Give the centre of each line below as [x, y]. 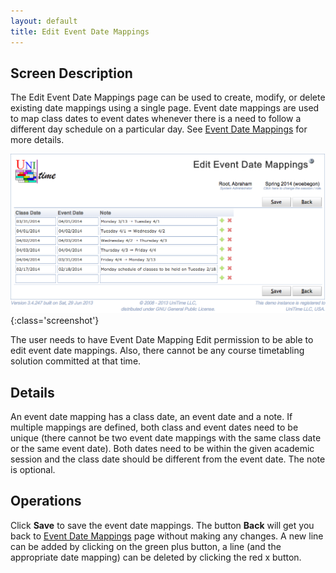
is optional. [33, 470]
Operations [46, 501]
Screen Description [71, 73]
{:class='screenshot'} [55, 321]
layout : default [44, 21]
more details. [37, 140]
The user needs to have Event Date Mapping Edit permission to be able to [162, 340]
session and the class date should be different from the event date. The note [168, 459]
